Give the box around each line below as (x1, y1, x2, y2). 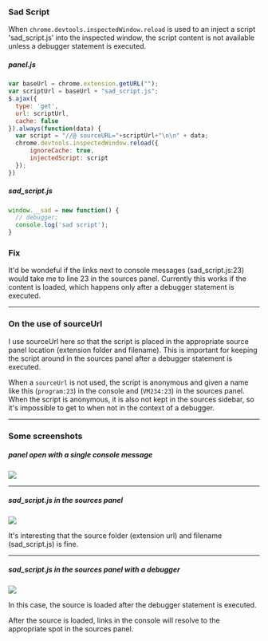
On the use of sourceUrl (8, 319, 103, 330)
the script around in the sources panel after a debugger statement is (8, 354, 233, 363)
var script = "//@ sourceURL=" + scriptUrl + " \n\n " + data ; (15, 132, 209, 140)
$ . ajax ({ (8, 95, 37, 103)
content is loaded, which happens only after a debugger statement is (8, 283, 235, 292)
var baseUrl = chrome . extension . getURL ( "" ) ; (8, 80, 159, 88)
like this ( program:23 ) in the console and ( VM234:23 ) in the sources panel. (8, 386, 245, 395)
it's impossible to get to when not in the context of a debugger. (8, 402, 215, 413)
